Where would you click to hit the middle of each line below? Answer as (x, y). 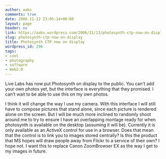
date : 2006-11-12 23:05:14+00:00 (40, 19)
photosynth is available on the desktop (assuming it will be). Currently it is (80, 125)
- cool (12, 56)
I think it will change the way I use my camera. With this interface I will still (80, 104)
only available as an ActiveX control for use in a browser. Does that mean (80, 130)
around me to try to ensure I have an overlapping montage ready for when (81, 120)
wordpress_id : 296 (24, 47)
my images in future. (26, 151)
